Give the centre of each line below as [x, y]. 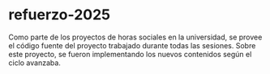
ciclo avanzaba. [34, 63]
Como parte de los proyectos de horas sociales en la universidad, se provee [135, 37]
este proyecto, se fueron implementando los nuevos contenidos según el [130, 54]
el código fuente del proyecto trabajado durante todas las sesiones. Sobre [132, 45]
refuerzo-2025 [60, 15]
